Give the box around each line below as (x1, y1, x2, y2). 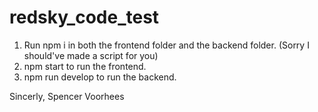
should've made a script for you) (23, 49, 159, 61)
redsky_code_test (9, 6, 160, 29)
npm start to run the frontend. (23, 60, 147, 72)
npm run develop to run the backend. (23, 71, 177, 83)
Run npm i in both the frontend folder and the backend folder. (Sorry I (23, 39, 310, 51)
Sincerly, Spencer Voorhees (9, 90, 125, 102)
